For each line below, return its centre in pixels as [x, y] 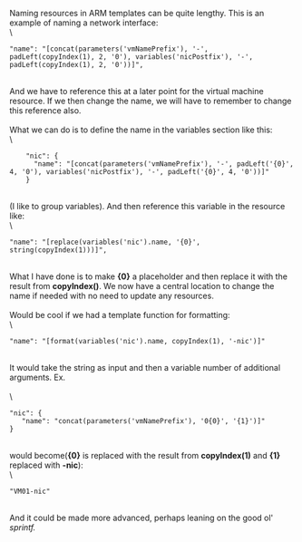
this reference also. [45, 111]
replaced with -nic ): [46, 465]
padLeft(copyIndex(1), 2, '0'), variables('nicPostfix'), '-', [132, 57]
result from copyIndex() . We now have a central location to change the [142, 286]
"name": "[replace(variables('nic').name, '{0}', [105, 242]
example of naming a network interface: [84, 23]
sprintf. [23, 527]
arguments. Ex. [38, 377]
